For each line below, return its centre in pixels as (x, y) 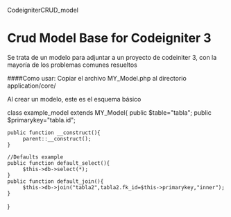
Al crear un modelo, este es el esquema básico (74, 99)
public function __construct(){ (54, 132)
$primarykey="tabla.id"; (42, 120)
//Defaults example (35, 157)
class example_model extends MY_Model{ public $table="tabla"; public (109, 112)
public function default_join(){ (55, 181)
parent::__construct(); (57, 138)
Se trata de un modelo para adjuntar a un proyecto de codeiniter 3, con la (112, 57)
